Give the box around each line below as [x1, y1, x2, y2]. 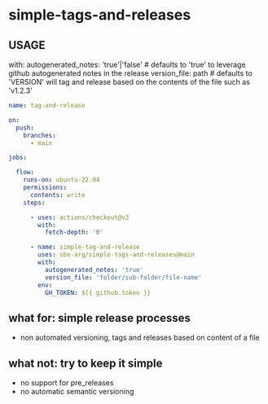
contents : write [29, 191, 86, 199]
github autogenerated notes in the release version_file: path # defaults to [8, 68, 253, 78]
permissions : [23, 183, 68, 191]
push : [15, 124, 35, 132]
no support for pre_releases [20, 378, 114, 388]
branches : [23, 131, 57, 139]
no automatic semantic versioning [20, 387, 134, 396]
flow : [15, 169, 35, 177]
